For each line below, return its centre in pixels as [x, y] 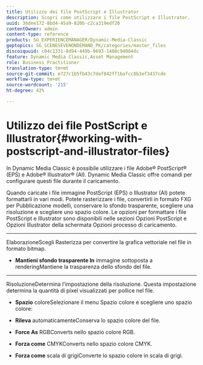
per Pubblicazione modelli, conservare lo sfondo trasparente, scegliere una [100, 205]
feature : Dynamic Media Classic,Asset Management [70, 57]
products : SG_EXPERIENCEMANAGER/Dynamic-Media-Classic [77, 40]
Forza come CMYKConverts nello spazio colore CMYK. [84, 344]
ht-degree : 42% [25, 91]
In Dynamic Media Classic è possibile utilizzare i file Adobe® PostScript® [97, 168]
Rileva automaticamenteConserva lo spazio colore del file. [88, 320]
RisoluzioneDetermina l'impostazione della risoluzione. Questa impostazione [101, 284]
